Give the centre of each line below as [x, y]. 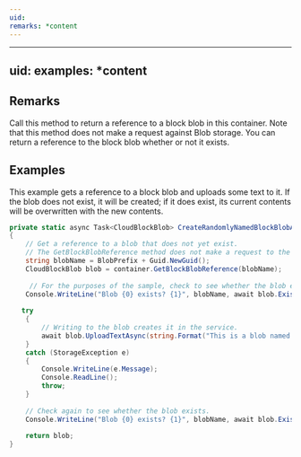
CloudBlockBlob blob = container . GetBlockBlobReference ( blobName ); [154, 269]
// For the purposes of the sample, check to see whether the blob [158, 286]
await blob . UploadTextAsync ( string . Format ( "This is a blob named [166, 336]
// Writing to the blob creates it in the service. [140, 328]
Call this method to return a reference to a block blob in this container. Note [149, 123]
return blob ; [50, 436]
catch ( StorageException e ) [77, 352]
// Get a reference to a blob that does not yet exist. [132, 244]
